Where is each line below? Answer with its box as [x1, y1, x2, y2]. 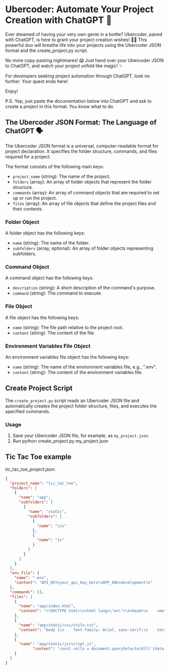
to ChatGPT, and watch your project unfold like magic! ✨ [5, 63, 123, 69]
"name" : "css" [37, 523, 67, 529]
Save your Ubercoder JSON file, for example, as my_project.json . [12, 432, 150, 439]
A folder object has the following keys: [5, 230, 85, 236]
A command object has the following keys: [5, 275, 94, 281]
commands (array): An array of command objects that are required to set [12, 189, 159, 195]
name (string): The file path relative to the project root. [12, 324, 124, 330]
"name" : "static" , [27, 509, 67, 514]
